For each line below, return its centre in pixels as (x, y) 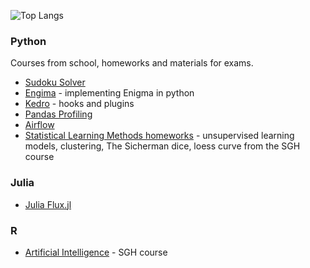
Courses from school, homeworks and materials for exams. (132, 63)
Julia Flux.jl (48, 204)
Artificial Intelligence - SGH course (96, 252)
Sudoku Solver (55, 82)
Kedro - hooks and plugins (79, 104)
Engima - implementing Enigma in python (109, 93)
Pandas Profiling (58, 114)
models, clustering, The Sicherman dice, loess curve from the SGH (162, 146)
